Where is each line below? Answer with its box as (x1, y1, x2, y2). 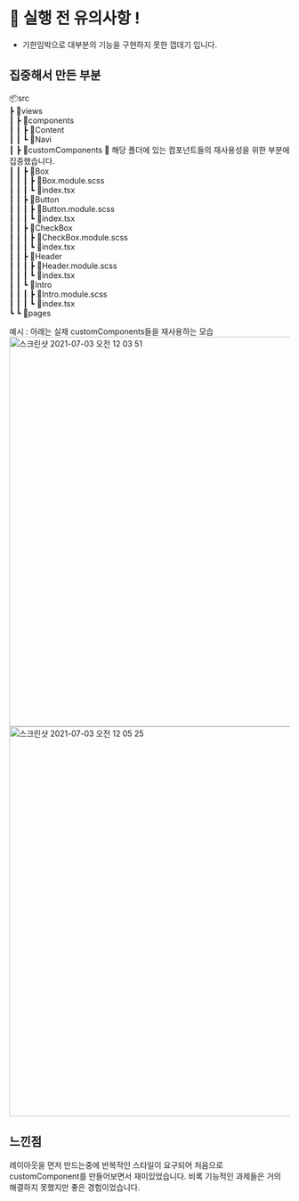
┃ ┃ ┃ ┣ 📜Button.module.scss (9, 203, 116, 214)
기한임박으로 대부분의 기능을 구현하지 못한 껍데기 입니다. (21, 39, 218, 50)
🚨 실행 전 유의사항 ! (9, 8, 141, 29)
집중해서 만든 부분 (9, 68, 101, 83)
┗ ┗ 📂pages (9, 307, 52, 318)
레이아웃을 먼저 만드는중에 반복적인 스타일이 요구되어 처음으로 (9, 1159, 224, 1170)
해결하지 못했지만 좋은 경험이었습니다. (9, 1181, 141, 1192)
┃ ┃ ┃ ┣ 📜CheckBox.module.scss (9, 232, 129, 242)
